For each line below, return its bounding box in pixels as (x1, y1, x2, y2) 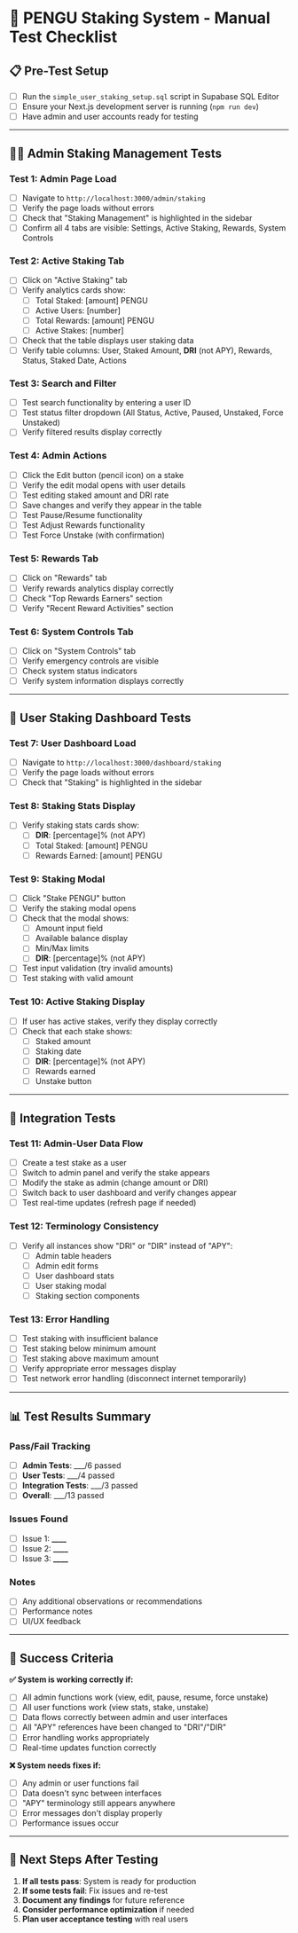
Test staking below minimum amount (21, 1343, 157, 1354)
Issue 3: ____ (21, 1552, 68, 1564)
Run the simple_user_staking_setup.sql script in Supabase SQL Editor (21, 91, 279, 101)
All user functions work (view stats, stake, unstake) (21, 1702, 209, 1713)
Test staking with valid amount (21, 973, 134, 984)
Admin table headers (35, 1250, 113, 1261)
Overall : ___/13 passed (21, 1490, 105, 1501)
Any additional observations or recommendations (21, 1596, 202, 1607)
